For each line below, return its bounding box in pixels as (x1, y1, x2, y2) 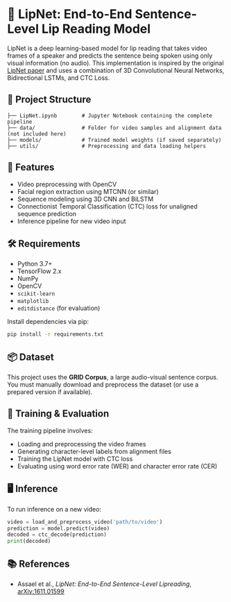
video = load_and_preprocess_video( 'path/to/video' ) (7, 518, 163, 526)
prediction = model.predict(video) (7, 525, 110, 532)
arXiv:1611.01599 (17, 587, 65, 595)
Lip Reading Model (41, 21, 151, 37)
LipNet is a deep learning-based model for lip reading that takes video (7, 44, 207, 52)
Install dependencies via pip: (7, 318, 89, 326)
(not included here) (7, 130, 67, 138)
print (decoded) (7, 538, 51, 545)
